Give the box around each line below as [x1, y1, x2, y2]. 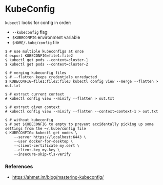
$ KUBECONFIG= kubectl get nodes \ [5, 130, 78, 135]
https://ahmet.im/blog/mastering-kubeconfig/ [12, 174, 104, 180]
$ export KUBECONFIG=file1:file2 [5, 53, 73, 58]
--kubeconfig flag [12, 29, 48, 35]
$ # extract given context [5, 104, 60, 110]
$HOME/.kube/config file [12, 39, 60, 45]
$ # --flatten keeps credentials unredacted [5, 74, 97, 79]
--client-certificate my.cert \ [14, 143, 80, 148]
